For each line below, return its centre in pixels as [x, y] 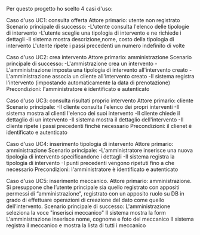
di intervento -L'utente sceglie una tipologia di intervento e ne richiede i [94, 33]
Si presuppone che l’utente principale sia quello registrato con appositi [93, 187]
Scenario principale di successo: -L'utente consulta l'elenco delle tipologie [98, 27]
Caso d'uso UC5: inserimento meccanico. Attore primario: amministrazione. [99, 181]
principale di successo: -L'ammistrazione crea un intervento [80, 63]
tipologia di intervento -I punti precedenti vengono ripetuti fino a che [90, 163]
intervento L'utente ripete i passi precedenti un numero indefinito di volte [96, 45]
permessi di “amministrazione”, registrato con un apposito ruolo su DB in [95, 193]
